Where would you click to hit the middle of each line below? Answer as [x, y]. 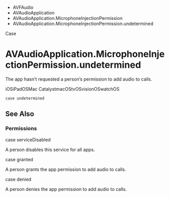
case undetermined [25, 98]
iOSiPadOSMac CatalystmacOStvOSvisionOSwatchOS [62, 89]
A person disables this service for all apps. [50, 150]
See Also [20, 114]
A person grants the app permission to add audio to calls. [66, 169]
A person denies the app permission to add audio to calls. [66, 189]
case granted [19, 159]
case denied [18, 179]
